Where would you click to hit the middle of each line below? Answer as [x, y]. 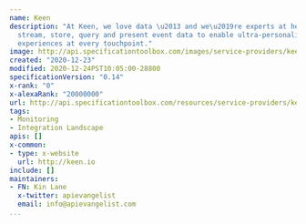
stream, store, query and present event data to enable [126, 35]
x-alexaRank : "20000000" [56, 94]
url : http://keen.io [56, 162]
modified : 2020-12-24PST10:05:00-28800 [85, 69]
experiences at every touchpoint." [85, 43]
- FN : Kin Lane [38, 188]
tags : [20, 111]
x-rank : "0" [32, 86]
